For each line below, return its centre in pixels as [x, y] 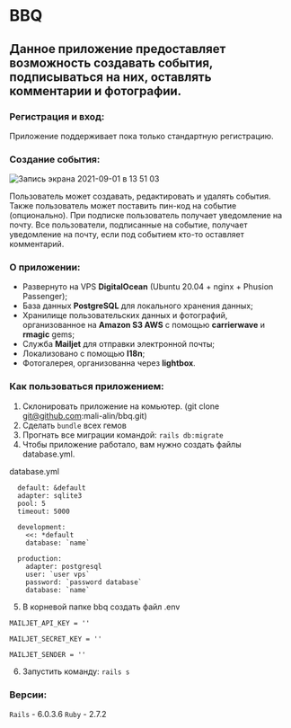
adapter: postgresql [64, 566]
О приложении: [45, 268]
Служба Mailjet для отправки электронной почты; [119, 344]
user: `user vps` [58, 574]
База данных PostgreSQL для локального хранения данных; [137, 306]
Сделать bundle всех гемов [75, 425]
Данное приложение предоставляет [118, 49]
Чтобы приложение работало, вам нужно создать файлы [132, 444]
